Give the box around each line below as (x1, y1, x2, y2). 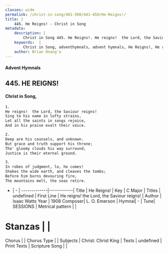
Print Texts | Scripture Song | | (5, 242, 67, 248)
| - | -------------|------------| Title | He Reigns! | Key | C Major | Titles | (12, 187, 161, 193)
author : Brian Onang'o (14, 49, 61, 54)
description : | (14, 31, 46, 36)
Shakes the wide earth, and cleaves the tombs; (5, 169, 106, 174)
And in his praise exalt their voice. (5, 123, 86, 128)
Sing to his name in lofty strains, (5, 114, 81, 119)
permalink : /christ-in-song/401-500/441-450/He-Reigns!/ (5, 12, 126, 17)
